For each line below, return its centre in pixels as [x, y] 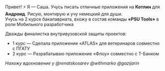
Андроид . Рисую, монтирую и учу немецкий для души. [64, 14]
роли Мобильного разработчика [39, 24]
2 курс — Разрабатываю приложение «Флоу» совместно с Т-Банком [86, 54]
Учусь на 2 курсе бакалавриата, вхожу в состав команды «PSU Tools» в [82, 19]
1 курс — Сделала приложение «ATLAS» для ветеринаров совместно [86, 43]
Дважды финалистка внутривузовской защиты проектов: [66, 34]
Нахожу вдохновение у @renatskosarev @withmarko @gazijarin [72, 63]
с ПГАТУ [21, 48]
